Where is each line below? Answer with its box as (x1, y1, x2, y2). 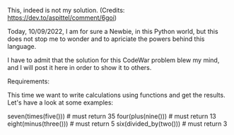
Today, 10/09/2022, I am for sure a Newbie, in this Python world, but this (7, 28, 218, 35)
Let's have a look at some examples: (7, 98, 114, 107)
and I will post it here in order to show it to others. (7, 64, 152, 71)
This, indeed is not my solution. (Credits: (7, 6, 125, 14)
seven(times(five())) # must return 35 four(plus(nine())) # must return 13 (7, 112, 217, 120)
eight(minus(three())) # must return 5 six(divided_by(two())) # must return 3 (7, 119, 228, 128)
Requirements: (7, 77, 49, 86)
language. (7, 42, 37, 50)
